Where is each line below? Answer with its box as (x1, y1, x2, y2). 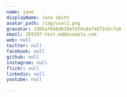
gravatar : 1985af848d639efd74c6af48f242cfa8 (6, 25, 122, 32)
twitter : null (6, 43, 43, 49)
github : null (6, 54, 40, 60)
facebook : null (6, 48, 45, 55)
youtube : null (6, 76, 43, 82)
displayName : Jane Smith (6, 15, 70, 21)
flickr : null (6, 65, 40, 72)
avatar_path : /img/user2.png (6, 20, 81, 26)
